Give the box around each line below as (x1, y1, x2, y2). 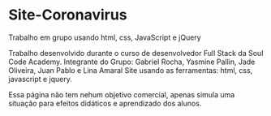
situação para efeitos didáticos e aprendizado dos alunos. (8, 98, 202, 108)
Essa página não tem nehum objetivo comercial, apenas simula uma (8, 89, 235, 99)
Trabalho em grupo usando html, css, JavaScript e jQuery (8, 32, 201, 42)
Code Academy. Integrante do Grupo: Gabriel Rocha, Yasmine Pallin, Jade (8, 57, 256, 67)
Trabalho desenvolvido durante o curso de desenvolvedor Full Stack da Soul (8, 48, 264, 58)
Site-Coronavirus (8, 6, 127, 24)
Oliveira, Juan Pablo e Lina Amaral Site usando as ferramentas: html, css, (8, 65, 253, 75)
